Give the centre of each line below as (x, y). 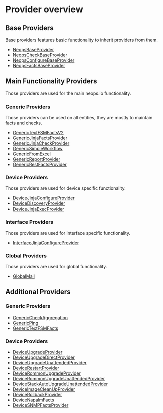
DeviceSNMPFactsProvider (40, 405)
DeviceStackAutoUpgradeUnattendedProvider (60, 384)
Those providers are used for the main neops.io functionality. (68, 93)
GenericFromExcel (32, 154)
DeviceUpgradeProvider (37, 352)
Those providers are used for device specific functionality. (66, 188)
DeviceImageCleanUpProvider (44, 389)
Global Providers (26, 256)
